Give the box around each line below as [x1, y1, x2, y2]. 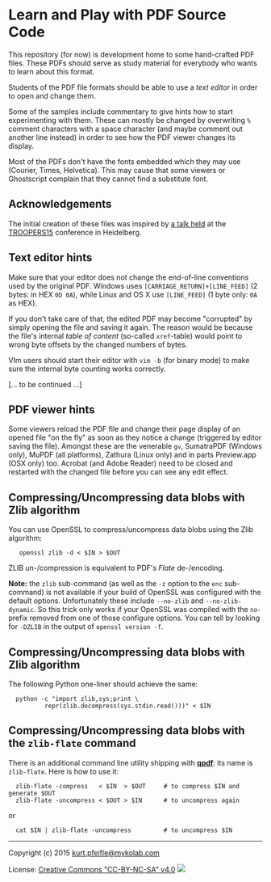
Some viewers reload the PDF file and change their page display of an [8, 424, 240, 434]
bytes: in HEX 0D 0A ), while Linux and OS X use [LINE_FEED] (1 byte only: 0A [8, 289, 258, 299]
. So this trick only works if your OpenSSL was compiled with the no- [33, 605, 261, 614]
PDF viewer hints [8, 403, 95, 416]
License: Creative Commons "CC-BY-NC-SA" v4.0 [8, 864, 176, 874]
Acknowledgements [8, 197, 112, 211]
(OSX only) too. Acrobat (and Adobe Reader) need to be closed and [8, 458, 233, 468]
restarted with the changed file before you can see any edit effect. [8, 467, 228, 477]
